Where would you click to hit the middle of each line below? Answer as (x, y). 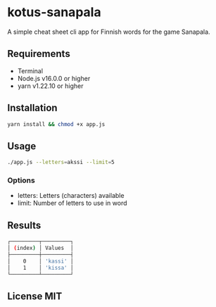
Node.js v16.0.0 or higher (54, 78)
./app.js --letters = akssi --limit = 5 (61, 163)
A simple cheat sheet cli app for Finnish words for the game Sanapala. (109, 32)
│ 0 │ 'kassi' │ (40, 261)
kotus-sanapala (54, 12)
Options (21, 180)
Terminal (30, 70)
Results (24, 225)
